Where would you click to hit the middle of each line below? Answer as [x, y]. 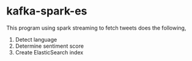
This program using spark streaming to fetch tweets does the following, [96, 28]
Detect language [36, 39]
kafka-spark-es [47, 11]
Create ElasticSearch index [49, 52]
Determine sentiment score [50, 46]
